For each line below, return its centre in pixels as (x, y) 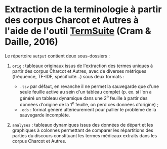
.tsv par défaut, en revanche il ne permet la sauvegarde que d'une (89, 86)
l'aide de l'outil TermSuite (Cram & (78, 31)
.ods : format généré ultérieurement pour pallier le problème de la (88, 110)
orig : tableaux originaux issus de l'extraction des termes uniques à (82, 66)
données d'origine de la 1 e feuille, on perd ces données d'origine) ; (89, 104)
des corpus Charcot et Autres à (72, 20)
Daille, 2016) (32, 42)
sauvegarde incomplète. (45, 115)
